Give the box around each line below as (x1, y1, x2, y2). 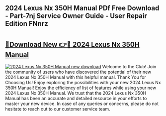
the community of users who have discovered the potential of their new (5, 69, 152, 75)
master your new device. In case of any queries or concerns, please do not (5, 101, 159, 107)
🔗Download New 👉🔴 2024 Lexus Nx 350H (5, 40, 140, 49)
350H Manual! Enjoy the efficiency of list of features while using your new (5, 85, 157, 91)
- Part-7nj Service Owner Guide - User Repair (5, 12, 148, 20)
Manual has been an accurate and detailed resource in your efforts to (5, 96, 147, 101)
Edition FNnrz (5, 19, 48, 28)
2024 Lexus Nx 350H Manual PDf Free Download (5, 4, 160, 12)
